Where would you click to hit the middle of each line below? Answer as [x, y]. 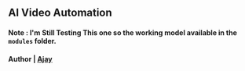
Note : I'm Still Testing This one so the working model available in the [123, 32]
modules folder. [32, 41]
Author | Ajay [30, 59]
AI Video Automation [60, 13]
